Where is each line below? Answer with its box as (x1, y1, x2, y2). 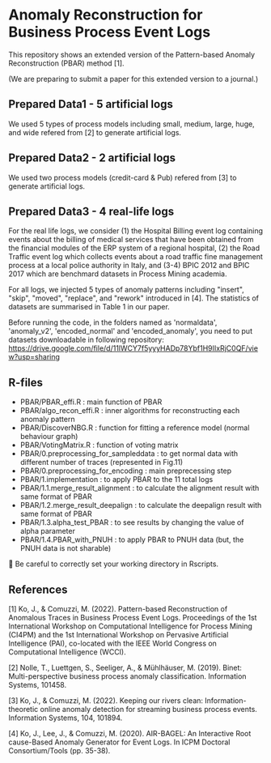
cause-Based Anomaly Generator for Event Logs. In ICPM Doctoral (8, 737, 231, 747)
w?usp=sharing (8, 352, 61, 362)
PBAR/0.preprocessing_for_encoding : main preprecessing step (19, 466, 232, 475)
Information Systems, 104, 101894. (8, 713, 123, 723)
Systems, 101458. (8, 680, 67, 689)
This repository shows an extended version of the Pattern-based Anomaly (8, 49, 256, 59)
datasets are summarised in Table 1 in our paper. (8, 302, 170, 312)
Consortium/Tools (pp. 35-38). (8, 746, 111, 755)
